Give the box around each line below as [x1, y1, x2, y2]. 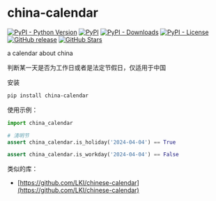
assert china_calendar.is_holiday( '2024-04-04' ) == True [7, 138, 176, 146]
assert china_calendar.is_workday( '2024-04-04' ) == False [7, 151, 179, 158]
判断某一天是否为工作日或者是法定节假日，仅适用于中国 [7, 63, 166, 71]
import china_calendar [7, 119, 73, 126]
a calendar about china [7, 49, 73, 57]
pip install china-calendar [7, 92, 89, 99]
